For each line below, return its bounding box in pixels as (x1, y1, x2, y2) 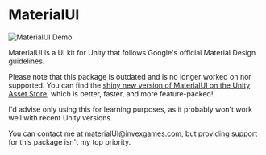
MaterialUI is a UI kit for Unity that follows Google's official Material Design (8, 47, 256, 57)
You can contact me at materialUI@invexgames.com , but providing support (8, 128, 258, 138)
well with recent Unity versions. (8, 112, 113, 122)
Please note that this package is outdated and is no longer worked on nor (8, 71, 251, 81)
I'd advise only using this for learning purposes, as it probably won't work (8, 104, 252, 114)
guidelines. (8, 56, 45, 66)
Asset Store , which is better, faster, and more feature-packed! (8, 88, 214, 98)
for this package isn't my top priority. (8, 137, 131, 146)
